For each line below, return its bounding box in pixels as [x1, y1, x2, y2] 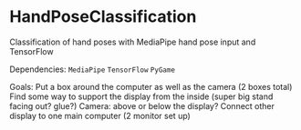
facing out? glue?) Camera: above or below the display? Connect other [9, 100, 275, 111]
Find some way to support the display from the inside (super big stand [9, 91, 274, 102]
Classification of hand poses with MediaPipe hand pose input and [9, 36, 256, 47]
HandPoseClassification [9, 6, 197, 27]
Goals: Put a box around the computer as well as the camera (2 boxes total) [9, 81, 293, 92]
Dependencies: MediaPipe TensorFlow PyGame [9, 64, 176, 75]
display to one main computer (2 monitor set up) [9, 110, 192, 121]
